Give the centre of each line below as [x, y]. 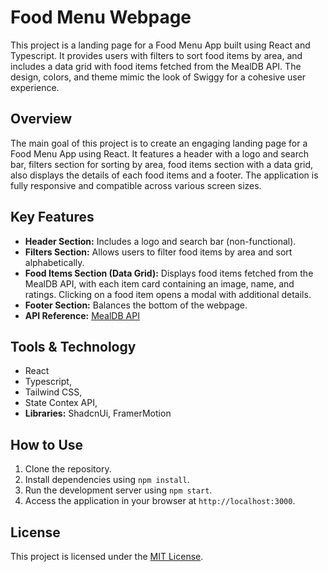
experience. [35, 87]
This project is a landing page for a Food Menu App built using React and [160, 45]
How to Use [47, 444]
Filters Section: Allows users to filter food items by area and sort [158, 252]
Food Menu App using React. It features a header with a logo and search [160, 153]
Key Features [52, 217]
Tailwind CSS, [53, 392]
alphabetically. [54, 262]
